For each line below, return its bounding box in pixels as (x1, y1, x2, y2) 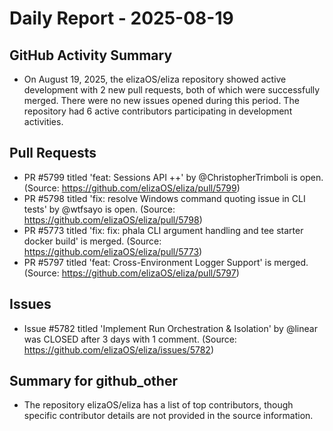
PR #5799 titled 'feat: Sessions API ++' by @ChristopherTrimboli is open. (23, 171, 324, 183)
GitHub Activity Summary (9, 47, 173, 64)
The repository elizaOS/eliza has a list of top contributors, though (23, 399, 294, 411)
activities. (23, 116, 64, 127)
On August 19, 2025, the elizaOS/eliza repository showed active (23, 73, 287, 85)
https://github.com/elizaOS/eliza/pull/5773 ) (23, 245, 203, 257)
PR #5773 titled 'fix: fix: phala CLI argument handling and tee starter (23, 224, 304, 236)
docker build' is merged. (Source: (23, 235, 162, 247)
